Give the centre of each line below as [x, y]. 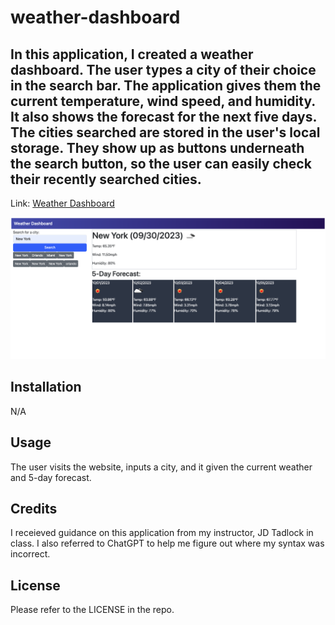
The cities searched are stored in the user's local [165, 132]
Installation [46, 387]
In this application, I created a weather [132, 54]
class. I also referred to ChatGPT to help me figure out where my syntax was [167, 543]
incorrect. [30, 554]
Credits [34, 508]
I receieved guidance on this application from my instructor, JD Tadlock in [162, 533]
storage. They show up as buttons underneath [157, 147]
